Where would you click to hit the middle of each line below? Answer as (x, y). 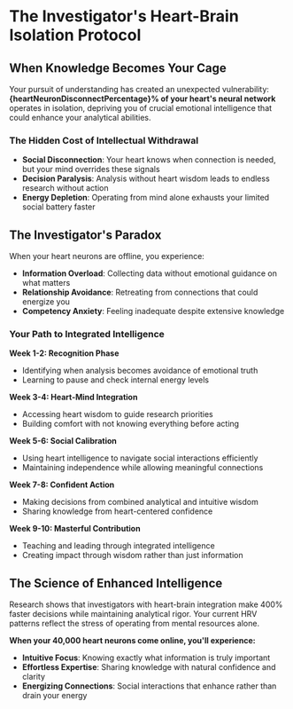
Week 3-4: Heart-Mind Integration (73, 398)
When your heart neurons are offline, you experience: (107, 256)
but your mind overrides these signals (91, 169)
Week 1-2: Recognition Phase (64, 353)
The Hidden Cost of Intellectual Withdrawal (104, 140)
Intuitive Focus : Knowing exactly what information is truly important (146, 658)
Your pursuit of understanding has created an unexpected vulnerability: (139, 89)
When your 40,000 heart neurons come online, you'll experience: (132, 641)
